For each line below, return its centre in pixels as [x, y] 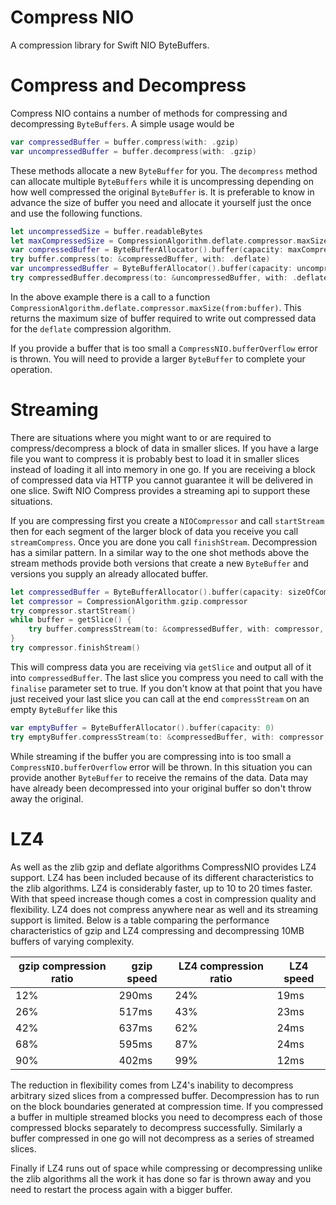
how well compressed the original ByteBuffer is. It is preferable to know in [162, 192]
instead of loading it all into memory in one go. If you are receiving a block [163, 469]
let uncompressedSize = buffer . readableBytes [106, 231]
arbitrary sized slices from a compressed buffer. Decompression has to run [165, 1095]
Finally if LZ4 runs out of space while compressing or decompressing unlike [166, 1168]
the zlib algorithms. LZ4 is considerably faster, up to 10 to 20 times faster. [161, 888]
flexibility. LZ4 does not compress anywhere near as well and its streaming [164, 909]
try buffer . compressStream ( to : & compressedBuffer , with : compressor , [176, 629]
